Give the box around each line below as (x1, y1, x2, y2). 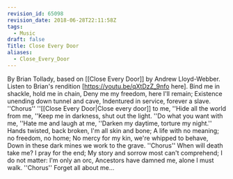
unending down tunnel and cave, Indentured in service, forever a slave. (7, 97, 211, 105)
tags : (7, 23, 23, 30)
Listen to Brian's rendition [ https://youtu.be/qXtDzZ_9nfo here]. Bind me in (7, 81, 220, 91)
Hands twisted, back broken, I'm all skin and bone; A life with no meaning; (7, 126, 219, 134)
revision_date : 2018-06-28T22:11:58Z (7, 17, 117, 24)
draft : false (7, 36, 45, 43)
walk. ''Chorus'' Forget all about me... (7, 163, 115, 171)
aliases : (7, 49, 33, 56)
